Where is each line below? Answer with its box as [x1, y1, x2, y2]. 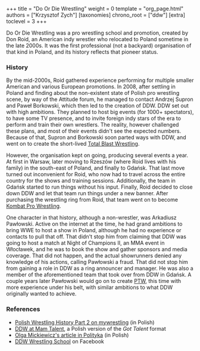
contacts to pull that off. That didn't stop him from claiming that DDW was [6, 233, 186, 241]
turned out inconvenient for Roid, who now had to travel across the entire [6, 171, 186, 178]
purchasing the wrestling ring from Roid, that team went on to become [6, 196, 179, 204]
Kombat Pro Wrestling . [6, 202, 61, 210]
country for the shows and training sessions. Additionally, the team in [6, 177, 176, 184]
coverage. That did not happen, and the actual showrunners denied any [6, 252, 182, 259]
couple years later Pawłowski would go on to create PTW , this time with [6, 278, 182, 285]
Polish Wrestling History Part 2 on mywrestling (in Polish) [14, 319, 155, 326]
